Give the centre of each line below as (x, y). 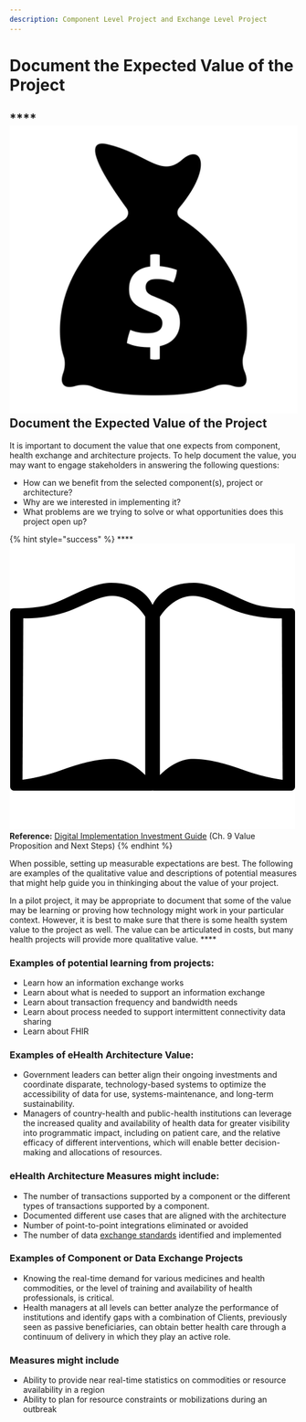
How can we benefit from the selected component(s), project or (142, 482)
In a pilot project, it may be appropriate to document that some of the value (151, 901)
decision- (262, 1143)
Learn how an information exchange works (103, 983)
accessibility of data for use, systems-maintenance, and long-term (148, 1094)
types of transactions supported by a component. (116, 1206)
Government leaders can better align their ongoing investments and (150, 1075)
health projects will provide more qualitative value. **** (113, 939)
